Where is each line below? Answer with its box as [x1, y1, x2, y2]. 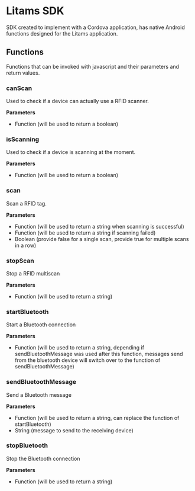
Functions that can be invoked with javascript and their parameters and [6, 63, 179, 70]
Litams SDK [6, 4, 64, 18]
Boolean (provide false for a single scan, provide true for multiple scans [14, 235, 189, 242]
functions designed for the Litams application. [6, 30, 118, 37]
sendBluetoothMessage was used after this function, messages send [14, 351, 183, 358]
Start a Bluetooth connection [6, 321, 76, 328]
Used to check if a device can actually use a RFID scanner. [6, 98, 149, 105]
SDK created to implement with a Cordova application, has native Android [6, 24, 185, 31]
